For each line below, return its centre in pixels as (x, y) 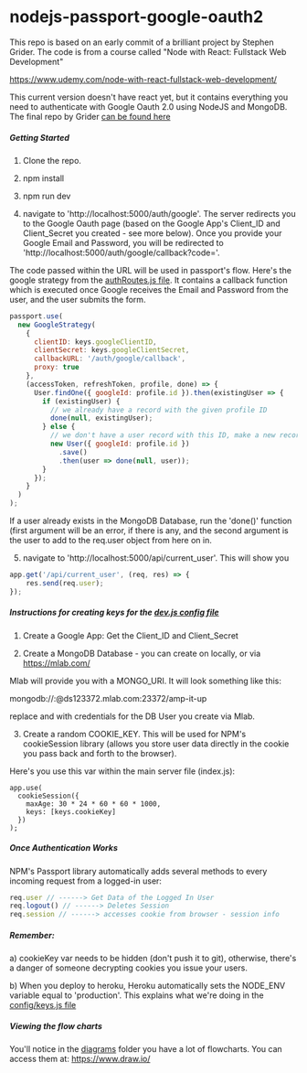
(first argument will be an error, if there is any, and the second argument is (149, 531)
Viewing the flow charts (56, 1025)
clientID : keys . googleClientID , (95, 342)
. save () (73, 452)
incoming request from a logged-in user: (86, 881)
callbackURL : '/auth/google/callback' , (109, 359)
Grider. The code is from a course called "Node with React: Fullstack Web (148, 51)
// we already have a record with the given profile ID (159, 410)
